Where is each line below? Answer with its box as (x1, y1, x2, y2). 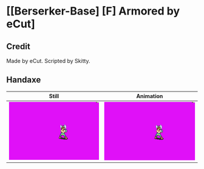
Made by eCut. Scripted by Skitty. (6, 58, 90, 64)
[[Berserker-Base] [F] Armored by (6, 4, 180, 18)
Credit (6, 41, 30, 51)
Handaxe (6, 75, 41, 85)
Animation (136, 93, 163, 100)
